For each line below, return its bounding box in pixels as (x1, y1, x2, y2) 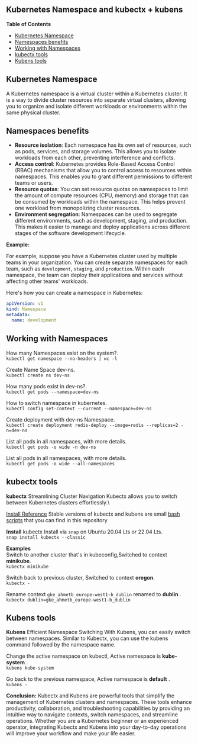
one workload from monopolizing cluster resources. (14, 204, 141, 212)
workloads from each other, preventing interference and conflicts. (14, 154, 176, 162)
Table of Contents (6, 20, 51, 27)
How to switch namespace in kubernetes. (6, 399, 108, 406)
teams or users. (14, 179, 53, 186)
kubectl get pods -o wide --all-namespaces (6, 461, 115, 467)
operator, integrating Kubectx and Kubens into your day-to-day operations (6, 723, 187, 731)
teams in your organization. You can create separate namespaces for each (6, 259, 188, 266)
